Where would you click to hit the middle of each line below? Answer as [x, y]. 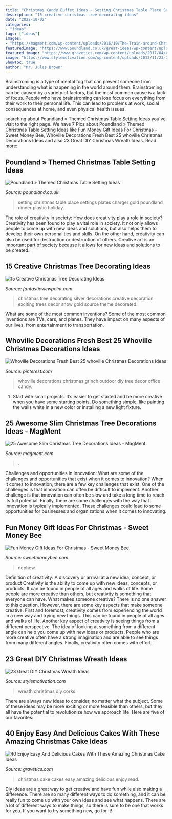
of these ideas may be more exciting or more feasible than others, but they [84, 706]
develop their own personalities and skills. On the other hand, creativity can [85, 234]
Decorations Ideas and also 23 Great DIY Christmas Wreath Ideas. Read [81, 141]
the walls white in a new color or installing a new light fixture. [77, 407]
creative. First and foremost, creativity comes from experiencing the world [84, 610]
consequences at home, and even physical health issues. [66, 109]
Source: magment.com [29, 454]
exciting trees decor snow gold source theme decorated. [78, 304]
